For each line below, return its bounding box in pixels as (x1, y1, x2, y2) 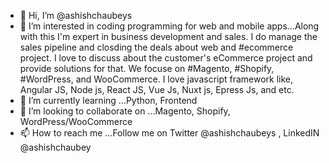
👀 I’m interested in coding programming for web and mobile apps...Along (19, 20, 320, 32)
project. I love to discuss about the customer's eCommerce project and (19, 52, 313, 64)
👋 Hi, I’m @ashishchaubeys (19, 10, 133, 21)
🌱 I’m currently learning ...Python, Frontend (19, 95, 198, 106)
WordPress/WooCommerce (19, 116, 133, 127)
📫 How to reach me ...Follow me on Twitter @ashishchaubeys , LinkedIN (19, 127, 320, 139)
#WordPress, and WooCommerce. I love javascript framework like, (19, 73, 294, 85)
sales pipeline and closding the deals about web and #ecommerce (19, 41, 294, 53)
